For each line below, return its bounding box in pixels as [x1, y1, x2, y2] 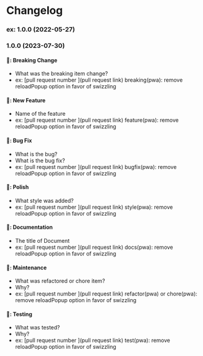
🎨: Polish [6, 183, 29, 191]
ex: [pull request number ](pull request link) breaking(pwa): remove [15, 76, 183, 84]
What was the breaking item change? [15, 70, 108, 77]
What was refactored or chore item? [15, 277, 105, 285]
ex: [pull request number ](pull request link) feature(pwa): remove [15, 116, 179, 124]
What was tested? [15, 324, 61, 331]
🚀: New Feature [6, 96, 46, 104]
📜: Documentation [6, 223, 53, 231]
